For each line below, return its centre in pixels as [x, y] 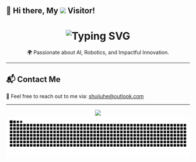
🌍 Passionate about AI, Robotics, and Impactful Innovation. [98, 53]
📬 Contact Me [33, 79]
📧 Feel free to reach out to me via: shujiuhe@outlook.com [75, 96]
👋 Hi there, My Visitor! [50, 11]
